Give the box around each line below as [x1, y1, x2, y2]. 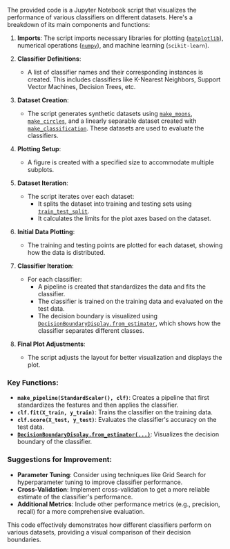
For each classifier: [27, 276, 82, 283]
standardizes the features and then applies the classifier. [17, 401, 179, 410]
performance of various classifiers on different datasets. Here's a [7, 13, 193, 21]
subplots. [27, 166, 55, 173]
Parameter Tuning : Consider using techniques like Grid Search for [17, 470, 207, 479]
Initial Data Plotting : [17, 228, 75, 235]
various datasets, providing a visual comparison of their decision [7, 528, 191, 536]
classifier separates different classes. [37, 327, 145, 334]
